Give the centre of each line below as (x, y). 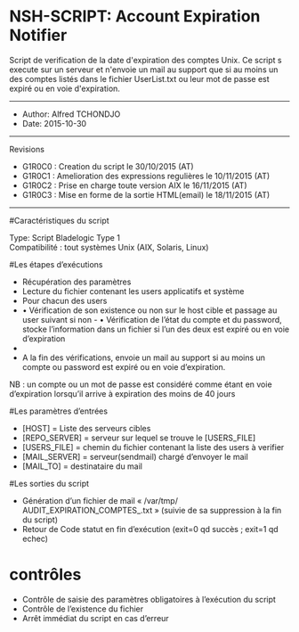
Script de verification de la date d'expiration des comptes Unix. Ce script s (145, 60)
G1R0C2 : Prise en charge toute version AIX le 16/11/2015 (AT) (134, 185)
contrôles (45, 575)
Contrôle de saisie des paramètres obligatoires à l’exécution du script (149, 599)
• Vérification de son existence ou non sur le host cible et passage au (149, 310)
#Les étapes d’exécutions (56, 264)
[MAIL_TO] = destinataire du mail (82, 466)
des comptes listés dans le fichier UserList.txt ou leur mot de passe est (139, 78)
